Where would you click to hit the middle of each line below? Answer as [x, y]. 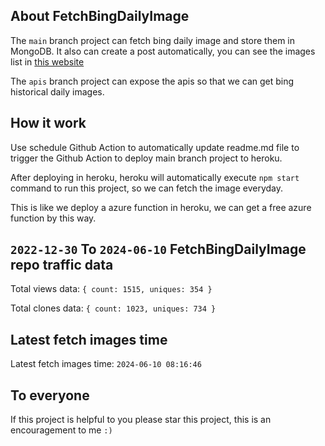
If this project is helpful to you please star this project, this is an [141, 420]
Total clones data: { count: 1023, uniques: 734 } [113, 308]
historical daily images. [57, 91]
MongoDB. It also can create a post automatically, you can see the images [163, 51]
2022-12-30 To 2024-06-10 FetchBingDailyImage [158, 249]
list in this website [47, 61]
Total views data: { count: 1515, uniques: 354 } [111, 289]
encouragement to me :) [61, 430]
